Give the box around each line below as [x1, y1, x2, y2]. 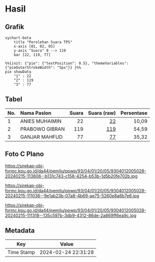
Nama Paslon [20, 109, 52, 116]
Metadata [5, 227, 35, 235]
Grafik [5, 23, 24, 31]
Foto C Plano [5, 150, 44, 158]
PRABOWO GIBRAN [20, 125, 65, 132]
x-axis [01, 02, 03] [14, 44, 55, 49]
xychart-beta [5, 35, 31, 40]
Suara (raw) [88, 109, 116, 116]
